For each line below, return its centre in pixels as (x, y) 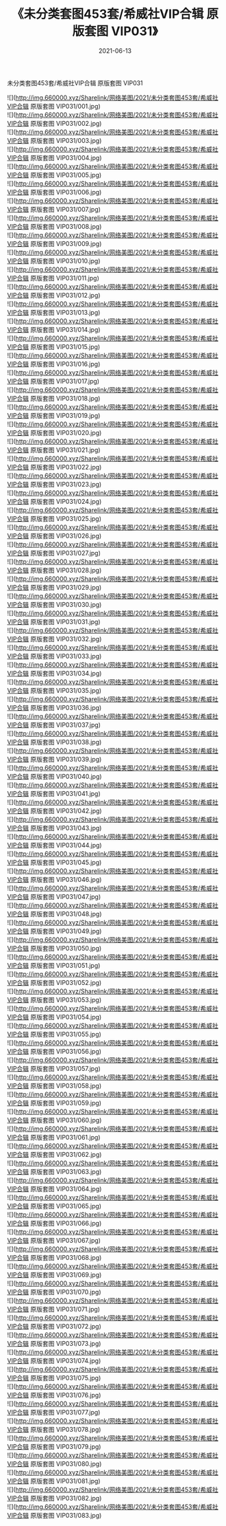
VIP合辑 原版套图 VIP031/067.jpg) (54, 1240)
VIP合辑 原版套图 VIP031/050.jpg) (54, 948)
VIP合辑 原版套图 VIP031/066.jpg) (54, 1223)
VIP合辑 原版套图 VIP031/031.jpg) (54, 621)
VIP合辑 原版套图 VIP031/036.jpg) (54, 707)
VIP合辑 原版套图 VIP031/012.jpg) (54, 295)
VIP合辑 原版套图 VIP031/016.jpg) (54, 364)
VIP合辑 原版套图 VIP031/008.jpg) (54, 226)
